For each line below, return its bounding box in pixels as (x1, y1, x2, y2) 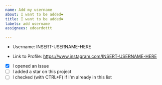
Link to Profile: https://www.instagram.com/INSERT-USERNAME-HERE (12, 53, 157, 60)
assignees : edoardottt (5, 26, 52, 31)
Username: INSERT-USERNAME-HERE (12, 44, 91, 50)
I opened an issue (12, 63, 49, 69)
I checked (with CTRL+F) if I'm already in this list (12, 74, 112, 80)
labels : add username (5, 21, 50, 26)
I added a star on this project (12, 69, 72, 75)
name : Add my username (5, 7, 52, 12)
